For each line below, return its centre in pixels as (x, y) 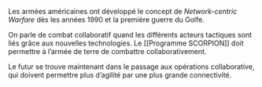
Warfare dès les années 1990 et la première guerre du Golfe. (106, 20)
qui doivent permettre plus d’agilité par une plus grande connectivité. (120, 75)
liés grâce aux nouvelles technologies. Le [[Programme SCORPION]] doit (126, 43)
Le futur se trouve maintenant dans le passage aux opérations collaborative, (131, 67)
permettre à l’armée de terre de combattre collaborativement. (107, 51)
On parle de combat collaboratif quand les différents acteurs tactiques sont (130, 35)
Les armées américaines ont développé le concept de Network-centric (123, 11)
